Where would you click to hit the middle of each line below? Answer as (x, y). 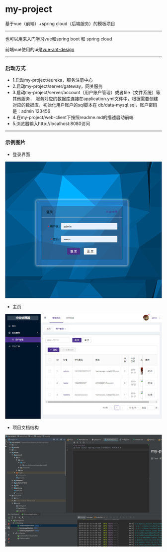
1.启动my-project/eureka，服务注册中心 (52, 80)
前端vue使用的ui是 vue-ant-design (40, 49)
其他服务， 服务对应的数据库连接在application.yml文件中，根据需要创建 (85, 99)
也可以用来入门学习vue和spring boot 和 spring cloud (59, 39)
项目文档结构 (25, 427)
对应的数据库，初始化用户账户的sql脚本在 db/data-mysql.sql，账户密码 (85, 105)
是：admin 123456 (31, 111)
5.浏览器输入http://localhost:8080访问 (51, 124)
